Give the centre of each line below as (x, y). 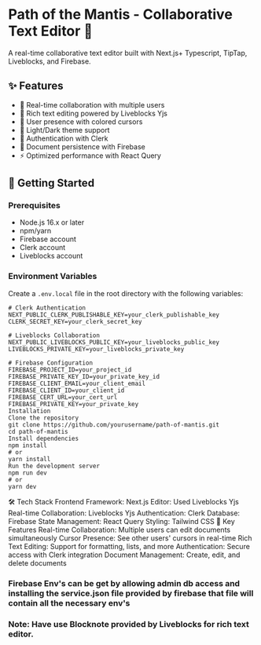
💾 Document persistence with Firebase (82, 146)
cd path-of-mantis (38, 431)
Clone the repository (44, 418)
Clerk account (42, 247)
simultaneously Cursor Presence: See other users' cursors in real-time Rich (130, 538)
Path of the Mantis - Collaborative (121, 15)
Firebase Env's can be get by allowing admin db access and (124, 583)
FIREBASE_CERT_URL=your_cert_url (63, 397)
